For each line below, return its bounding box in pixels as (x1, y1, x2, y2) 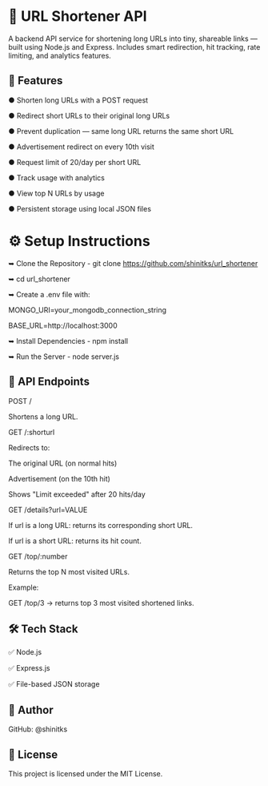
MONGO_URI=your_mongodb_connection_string (8, 304, 166, 315)
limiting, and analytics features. (8, 50, 112, 60)
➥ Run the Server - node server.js (8, 352, 120, 361)
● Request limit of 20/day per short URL (8, 157, 142, 167)
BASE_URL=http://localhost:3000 (8, 320, 118, 330)
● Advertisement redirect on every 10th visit (8, 142, 154, 151)
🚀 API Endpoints (8, 375, 90, 389)
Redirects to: (8, 442, 50, 452)
